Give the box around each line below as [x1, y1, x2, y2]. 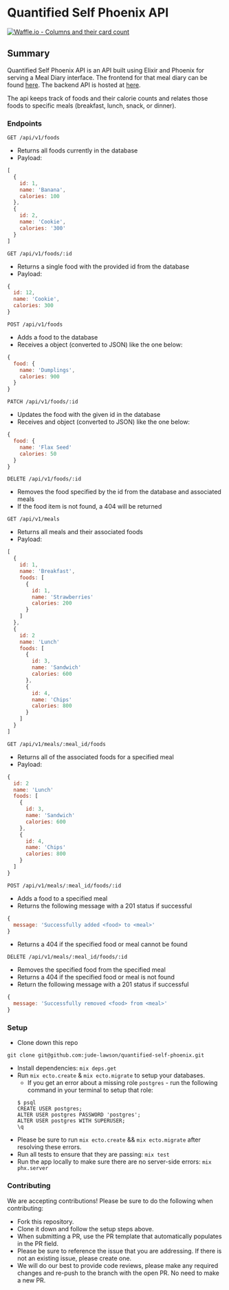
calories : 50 [19, 450, 57, 457]
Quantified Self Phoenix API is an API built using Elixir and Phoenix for [7, 66, 205, 74]
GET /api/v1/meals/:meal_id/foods [7, 741, 107, 747]
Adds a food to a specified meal [17, 894, 108, 902]
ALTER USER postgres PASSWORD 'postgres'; [17, 1111, 141, 1119]
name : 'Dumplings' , [19, 367, 76, 373]
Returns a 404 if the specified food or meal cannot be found [17, 940, 188, 948]
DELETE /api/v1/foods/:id [7, 476, 81, 482]
